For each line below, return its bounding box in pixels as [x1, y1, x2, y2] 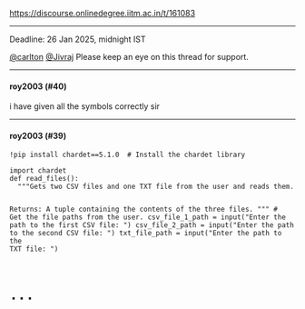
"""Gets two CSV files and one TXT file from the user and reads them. [17, 182, 295, 192]
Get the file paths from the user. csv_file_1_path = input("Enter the [9, 213, 286, 222]
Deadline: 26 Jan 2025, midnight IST [9, 34, 147, 45]
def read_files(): [9, 174, 79, 184]
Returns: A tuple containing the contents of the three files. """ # [9, 204, 279, 214]
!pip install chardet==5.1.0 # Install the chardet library [9, 150, 246, 160]
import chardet [9, 166, 67, 175]
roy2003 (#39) [9, 130, 66, 141]
